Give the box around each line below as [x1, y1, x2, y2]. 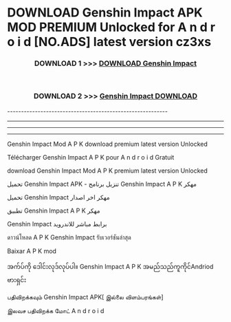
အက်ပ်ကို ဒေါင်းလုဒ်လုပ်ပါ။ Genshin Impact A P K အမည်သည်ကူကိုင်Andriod [7, 262, 214, 270]
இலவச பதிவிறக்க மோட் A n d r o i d [7, 306, 104, 314]
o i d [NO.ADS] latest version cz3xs [7, 34, 212, 50]
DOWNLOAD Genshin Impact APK [7, 5, 203, 21]
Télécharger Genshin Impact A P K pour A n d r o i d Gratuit [7, 153, 175, 161]
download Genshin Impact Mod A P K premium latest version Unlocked [7, 167, 208, 175]
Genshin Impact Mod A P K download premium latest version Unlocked [7, 140, 208, 148]
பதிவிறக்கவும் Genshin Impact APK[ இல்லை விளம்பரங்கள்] [7, 292, 164, 301]
